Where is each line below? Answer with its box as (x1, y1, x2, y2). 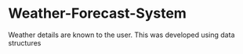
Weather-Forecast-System (8, 5, 187, 22)
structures (8, 38, 42, 47)
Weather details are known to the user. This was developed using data (8, 30, 235, 39)
